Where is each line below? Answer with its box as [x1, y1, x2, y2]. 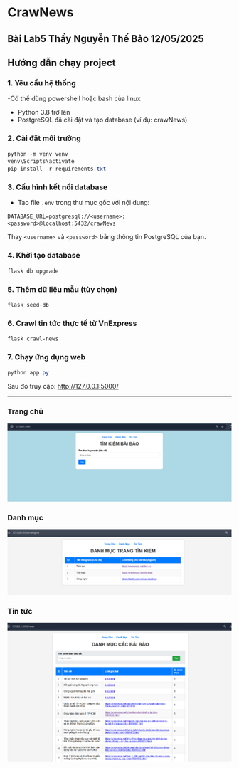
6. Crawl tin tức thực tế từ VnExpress [7, 318, 137, 328]
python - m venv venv [7, 150, 69, 157]
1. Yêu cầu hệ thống [7, 78, 76, 88]
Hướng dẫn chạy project [7, 56, 116, 68]
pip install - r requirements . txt [7, 165, 107, 173]
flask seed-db [7, 301, 50, 308]
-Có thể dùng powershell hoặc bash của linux [7, 94, 141, 103]
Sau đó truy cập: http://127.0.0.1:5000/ [7, 382, 119, 391]
